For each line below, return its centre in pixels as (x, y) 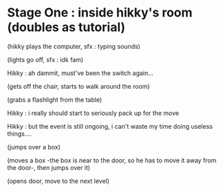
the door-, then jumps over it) (49, 167)
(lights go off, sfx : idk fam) (45, 59)
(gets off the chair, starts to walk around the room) (78, 86)
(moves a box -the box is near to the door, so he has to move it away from (112, 160)
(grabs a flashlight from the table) (54, 99)
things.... (20, 134)
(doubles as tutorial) (66, 27)
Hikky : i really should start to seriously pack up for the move (93, 113)
